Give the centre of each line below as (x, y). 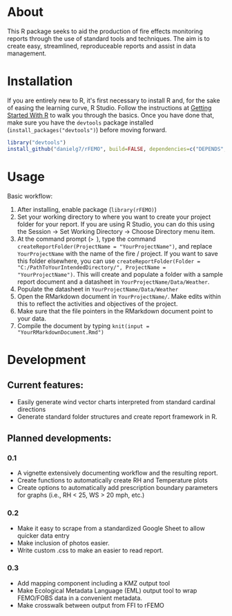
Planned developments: (59, 438)
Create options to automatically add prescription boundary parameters (117, 488)
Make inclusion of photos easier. (63, 543)
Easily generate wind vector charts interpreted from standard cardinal (116, 401)
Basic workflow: (30, 196)
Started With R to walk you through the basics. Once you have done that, (110, 115)
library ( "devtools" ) (37, 143)
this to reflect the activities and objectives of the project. (97, 304)
